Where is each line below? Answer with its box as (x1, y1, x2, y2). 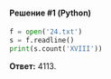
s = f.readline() (9, 36, 75, 45)
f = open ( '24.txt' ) (9, 27, 83, 36)
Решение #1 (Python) (9, 7, 92, 18)
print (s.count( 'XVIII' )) (9, 44, 103, 54)
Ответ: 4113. (9, 60, 57, 72)
